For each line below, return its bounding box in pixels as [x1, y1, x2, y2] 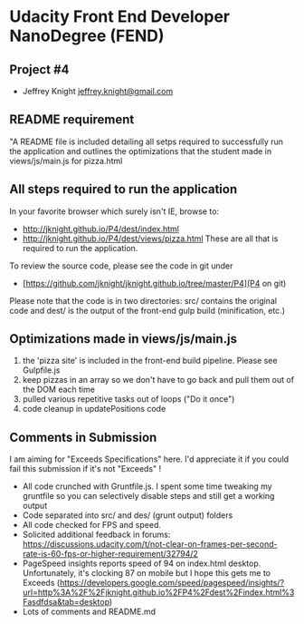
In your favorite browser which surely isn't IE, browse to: [9, 206, 220, 217]
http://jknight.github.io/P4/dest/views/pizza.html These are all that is [22, 233, 279, 244]
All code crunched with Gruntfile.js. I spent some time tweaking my [22, 481, 273, 492]
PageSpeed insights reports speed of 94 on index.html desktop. [22, 558, 261, 569]
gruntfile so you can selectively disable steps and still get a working [22, 491, 275, 502]
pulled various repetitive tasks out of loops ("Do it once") [22, 394, 235, 405]
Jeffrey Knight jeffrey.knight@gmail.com [22, 86, 174, 96]
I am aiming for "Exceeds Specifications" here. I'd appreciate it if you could [9, 453, 290, 464]
